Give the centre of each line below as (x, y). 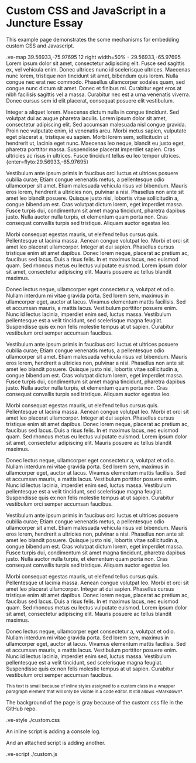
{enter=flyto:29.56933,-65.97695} (47, 162)
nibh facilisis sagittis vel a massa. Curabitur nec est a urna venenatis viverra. (98, 94)
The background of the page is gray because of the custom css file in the (94, 702)
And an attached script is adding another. (56, 742)
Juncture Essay (45, 23)
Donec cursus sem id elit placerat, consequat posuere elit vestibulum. (90, 100)
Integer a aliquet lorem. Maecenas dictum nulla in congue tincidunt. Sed (93, 112)
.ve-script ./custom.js (32, 754)
